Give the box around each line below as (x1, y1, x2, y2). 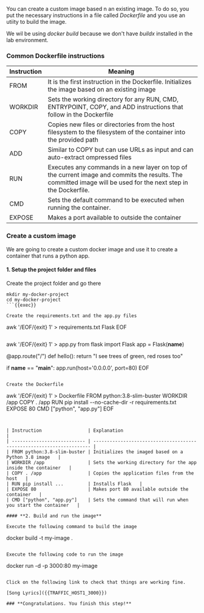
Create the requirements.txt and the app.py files (6, 312, 137, 319)
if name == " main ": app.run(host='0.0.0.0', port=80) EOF (6, 364, 149, 371)
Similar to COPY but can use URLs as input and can (47, 146, 194, 154)
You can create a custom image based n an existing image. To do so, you (6, 5, 189, 12)
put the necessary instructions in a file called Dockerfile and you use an (6, 12, 186, 19)
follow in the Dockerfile (47, 110, 114, 119)
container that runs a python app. (6, 252, 90, 259)
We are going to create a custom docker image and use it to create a (6, 245, 178, 253)
